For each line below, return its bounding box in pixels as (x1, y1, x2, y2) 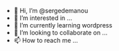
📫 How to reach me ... (13, 37, 78, 44)
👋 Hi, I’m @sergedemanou (13, 7, 89, 14)
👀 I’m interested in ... (13, 14, 73, 22)
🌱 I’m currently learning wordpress (13, 21, 113, 29)
